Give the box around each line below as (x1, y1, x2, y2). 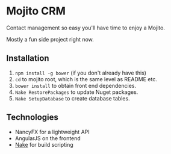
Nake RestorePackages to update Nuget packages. (14, 88, 138, 96)
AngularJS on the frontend (14, 134, 81, 142)
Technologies (6, 112, 59, 123)
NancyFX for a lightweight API (14, 128, 90, 135)
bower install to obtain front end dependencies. (14, 82, 137, 89)
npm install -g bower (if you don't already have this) (14, 69, 146, 76)
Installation (6, 53, 49, 64)
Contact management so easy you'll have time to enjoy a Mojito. (6, 24, 166, 31)
